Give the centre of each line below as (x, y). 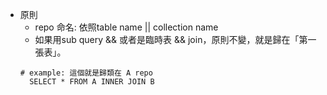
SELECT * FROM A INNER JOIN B (92, 82)
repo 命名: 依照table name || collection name (126, 27)
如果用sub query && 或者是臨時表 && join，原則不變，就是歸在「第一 (175, 39)
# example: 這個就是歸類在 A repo (86, 73)
